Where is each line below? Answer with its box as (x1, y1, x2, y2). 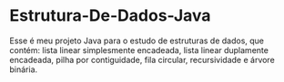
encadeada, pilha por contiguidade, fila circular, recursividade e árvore (9, 54, 275, 65)
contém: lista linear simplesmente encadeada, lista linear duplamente (9, 44, 269, 55)
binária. (9, 64, 38, 75)
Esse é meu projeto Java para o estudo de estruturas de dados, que (9, 35, 265, 46)
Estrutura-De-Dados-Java (9, 5, 211, 26)
